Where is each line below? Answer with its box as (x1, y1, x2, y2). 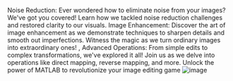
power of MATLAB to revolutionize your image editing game (7, 66, 181, 74)
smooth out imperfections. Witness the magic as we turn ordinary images (7, 36, 221, 44)
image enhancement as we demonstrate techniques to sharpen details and (7, 28, 225, 37)
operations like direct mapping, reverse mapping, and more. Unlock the (7, 58, 215, 66)
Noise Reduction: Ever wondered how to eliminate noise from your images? (7, 6, 226, 14)
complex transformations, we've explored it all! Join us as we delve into (7, 51, 215, 59)
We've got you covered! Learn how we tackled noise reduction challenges (7, 13, 223, 22)
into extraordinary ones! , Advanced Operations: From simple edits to (7, 44, 208, 51)
